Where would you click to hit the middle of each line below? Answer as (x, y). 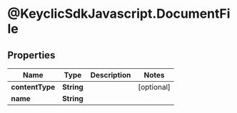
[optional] (155, 87)
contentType (33, 87)
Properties (31, 55)
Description (111, 75)
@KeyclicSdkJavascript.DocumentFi (119, 14)
